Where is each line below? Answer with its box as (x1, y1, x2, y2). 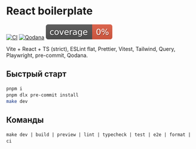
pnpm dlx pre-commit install (6, 92, 79, 98)
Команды (6, 115, 44, 125)
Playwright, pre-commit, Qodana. (6, 51, 88, 59)
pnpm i (6, 86, 23, 92)
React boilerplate (6, 4, 93, 18)
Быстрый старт (6, 69, 67, 79)
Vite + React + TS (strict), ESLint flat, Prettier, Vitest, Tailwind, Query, (6, 45, 176, 52)
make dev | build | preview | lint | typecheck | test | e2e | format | (6, 132, 191, 138)
